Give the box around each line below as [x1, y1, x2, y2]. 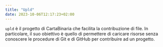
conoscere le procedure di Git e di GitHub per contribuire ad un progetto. [5, 36, 155, 42]
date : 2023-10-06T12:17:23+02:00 [5, 12, 75, 17]
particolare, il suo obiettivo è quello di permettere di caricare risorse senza [5, 31, 159, 37]
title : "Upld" [5, 7, 35, 12]
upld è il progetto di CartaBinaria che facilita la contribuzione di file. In [5, 25, 149, 31]
